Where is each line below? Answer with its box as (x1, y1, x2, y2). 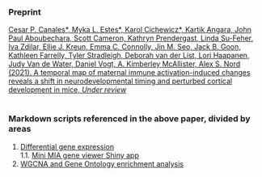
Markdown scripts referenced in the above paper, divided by (8, 113, 251, 124)
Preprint (8, 6, 42, 18)
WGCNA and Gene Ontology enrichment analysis (19, 158, 184, 168)
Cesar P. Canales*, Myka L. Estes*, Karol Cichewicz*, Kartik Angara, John (8, 25, 252, 35)
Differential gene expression (19, 141, 115, 151)
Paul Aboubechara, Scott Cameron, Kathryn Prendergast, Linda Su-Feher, (8, 33, 254, 43)
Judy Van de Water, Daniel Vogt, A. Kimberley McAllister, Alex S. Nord (8, 59, 241, 69)
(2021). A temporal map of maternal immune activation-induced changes (8, 68, 251, 78)
